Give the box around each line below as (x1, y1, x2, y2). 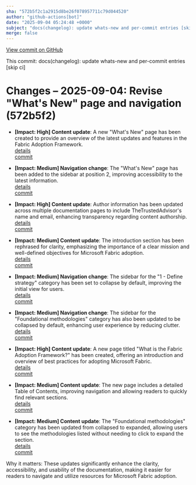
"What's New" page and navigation (6, 97, 182, 110)
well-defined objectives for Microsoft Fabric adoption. (14, 250, 145, 257)
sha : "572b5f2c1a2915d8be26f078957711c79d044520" (6, 8, 129, 15)
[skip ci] (6, 64, 26, 71)
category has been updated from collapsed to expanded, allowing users (14, 424, 188, 431)
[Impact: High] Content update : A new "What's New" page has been (14, 129, 181, 136)
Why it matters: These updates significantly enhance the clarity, (6, 460, 159, 467)
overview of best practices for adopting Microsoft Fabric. (14, 358, 152, 365)
